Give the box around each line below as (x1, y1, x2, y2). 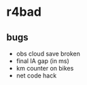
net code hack (16, 71, 57, 80)
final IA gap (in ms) (16, 57, 69, 65)
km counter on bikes (16, 64, 74, 72)
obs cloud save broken (16, 49, 81, 58)
